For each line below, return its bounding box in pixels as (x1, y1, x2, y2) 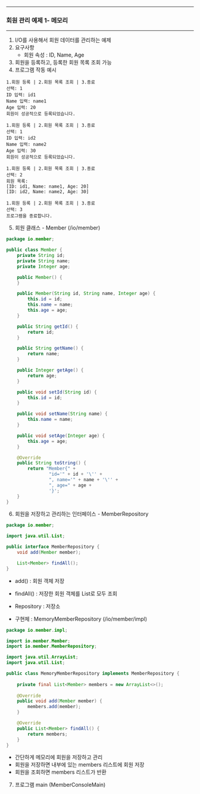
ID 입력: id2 (6, 135, 36, 141)
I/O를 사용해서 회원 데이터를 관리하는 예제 (14, 36, 111, 44)
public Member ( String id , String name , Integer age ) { (17, 290, 156, 297)
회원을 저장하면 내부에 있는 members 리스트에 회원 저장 (14, 761, 145, 768)
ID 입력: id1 (6, 92, 36, 98)
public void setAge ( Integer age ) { (17, 433, 105, 439)
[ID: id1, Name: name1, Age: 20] (6, 184, 89, 190)
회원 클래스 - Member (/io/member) (14, 224, 101, 231)
